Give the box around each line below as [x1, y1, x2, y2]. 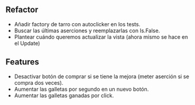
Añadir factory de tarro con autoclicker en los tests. [14, 20, 141, 27]
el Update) [14, 39, 40, 47]
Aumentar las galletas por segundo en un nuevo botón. [14, 85, 149, 92]
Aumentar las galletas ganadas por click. [14, 92, 114, 99]
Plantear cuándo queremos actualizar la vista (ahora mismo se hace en [14, 33, 188, 41]
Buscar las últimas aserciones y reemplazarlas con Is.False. [14, 27, 161, 34]
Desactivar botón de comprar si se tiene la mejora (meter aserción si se [14, 73, 190, 80]
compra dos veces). [14, 79, 64, 86]
